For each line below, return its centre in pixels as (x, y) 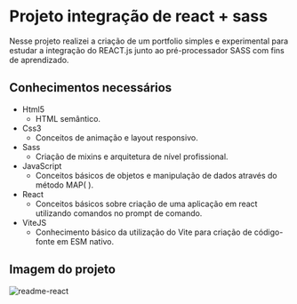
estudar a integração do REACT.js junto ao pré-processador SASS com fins (147, 50)
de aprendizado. (39, 60)
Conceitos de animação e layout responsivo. (116, 137)
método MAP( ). (64, 185)
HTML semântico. (68, 118)
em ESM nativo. (85, 241)
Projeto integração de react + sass (139, 16)
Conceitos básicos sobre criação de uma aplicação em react (146, 204)
